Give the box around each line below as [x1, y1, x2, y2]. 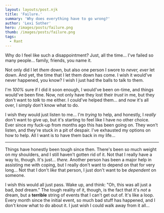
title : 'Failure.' [5, 12, 42, 17]
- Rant [9, 39, 23, 44]
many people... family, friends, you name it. [5, 57, 92, 63]
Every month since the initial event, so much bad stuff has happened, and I [5, 197, 155, 203]
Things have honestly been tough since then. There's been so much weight [5, 146, 157, 152]
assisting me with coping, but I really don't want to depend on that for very [5, 162, 155, 168]
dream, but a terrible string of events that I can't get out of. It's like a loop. [5, 192, 154, 198]
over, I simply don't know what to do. [5, 102, 80, 108]
